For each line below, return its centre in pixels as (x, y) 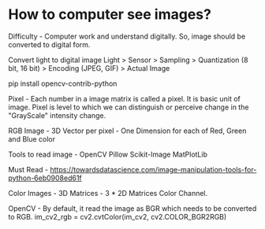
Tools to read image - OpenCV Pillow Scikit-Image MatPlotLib (108, 154)
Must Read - (28, 169)
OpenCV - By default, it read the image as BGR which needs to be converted (132, 208)
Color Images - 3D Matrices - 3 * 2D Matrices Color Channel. (108, 193)
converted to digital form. (49, 44)
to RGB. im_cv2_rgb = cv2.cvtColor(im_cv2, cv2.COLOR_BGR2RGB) (118, 216)
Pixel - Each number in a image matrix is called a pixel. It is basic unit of (124, 98)
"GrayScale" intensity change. (57, 115)
